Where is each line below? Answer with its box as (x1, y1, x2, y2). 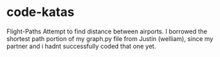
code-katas (6, 4, 74, 20)
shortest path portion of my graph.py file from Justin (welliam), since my (6, 34, 214, 42)
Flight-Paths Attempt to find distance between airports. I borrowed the (6, 27, 208, 35)
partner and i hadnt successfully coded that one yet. (6, 42, 157, 50)
